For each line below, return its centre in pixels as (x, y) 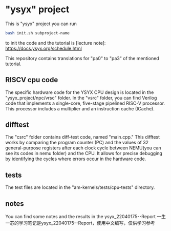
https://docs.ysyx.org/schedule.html (44, 48)
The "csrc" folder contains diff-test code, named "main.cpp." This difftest (83, 137)
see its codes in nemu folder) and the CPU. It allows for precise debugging (84, 153)
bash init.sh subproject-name (38, 33)
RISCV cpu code (32, 80)
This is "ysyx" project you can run (41, 24)
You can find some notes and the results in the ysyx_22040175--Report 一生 (86, 217)
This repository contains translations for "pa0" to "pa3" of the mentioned (82, 58)
